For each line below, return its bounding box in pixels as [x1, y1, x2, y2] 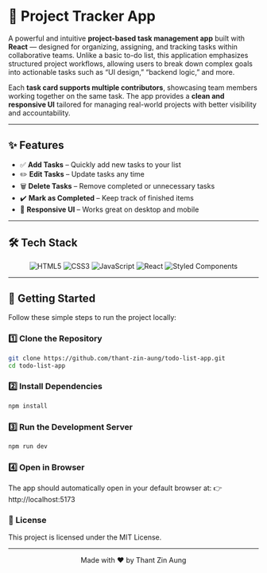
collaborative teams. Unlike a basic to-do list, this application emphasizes [8, 50, 249, 60]
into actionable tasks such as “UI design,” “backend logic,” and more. [8, 67, 235, 76]
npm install [8, 402, 48, 410]
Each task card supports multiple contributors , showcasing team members [8, 83, 258, 92]
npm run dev [8, 442, 48, 450]
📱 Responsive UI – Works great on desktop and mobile [19, 205, 199, 214]
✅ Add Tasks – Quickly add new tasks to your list [19, 159, 181, 170]
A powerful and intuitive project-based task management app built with [8, 33, 245, 43]
